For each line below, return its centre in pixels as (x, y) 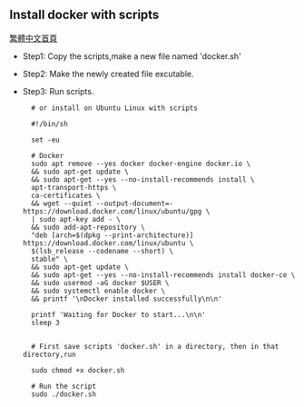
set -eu (46, 140)
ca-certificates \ (66, 195)
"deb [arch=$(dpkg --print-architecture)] (113, 235)
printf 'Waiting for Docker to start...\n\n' (118, 314)
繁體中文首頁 (33, 38)
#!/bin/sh (49, 124)
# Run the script (64, 386)
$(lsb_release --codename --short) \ (103, 251)
